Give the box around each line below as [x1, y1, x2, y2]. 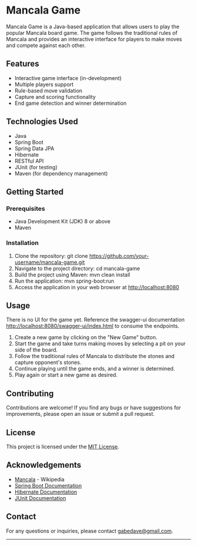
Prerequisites [6, 204, 45, 213]
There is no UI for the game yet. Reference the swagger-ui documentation [6, 316, 185, 323]
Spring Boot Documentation [14, 482, 82, 489]
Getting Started [6, 187, 64, 197]
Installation [6, 239, 39, 247]
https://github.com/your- [89, 252, 150, 259]
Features [6, 59, 39, 69]
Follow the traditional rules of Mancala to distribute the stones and [14, 353, 175, 360]
